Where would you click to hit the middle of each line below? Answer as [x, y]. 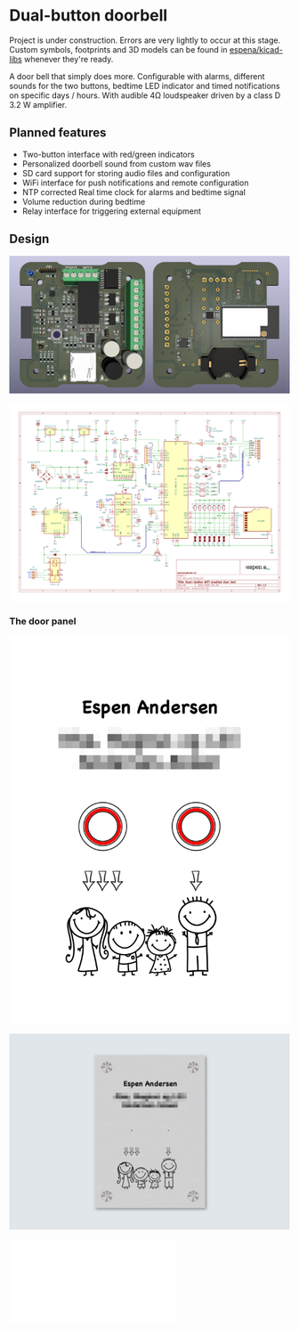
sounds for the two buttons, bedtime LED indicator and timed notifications [145, 86]
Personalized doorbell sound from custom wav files [117, 163]
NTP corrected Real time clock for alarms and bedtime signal [134, 192]
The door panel [43, 621]
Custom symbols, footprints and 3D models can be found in [118, 49]
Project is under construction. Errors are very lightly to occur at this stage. [145, 40]
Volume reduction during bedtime [84, 201]
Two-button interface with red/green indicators [108, 154]
